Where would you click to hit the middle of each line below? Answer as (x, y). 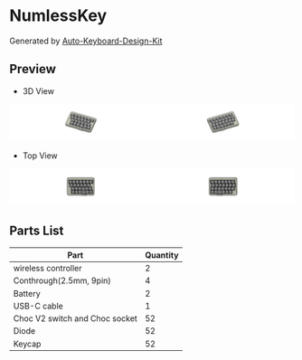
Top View (40, 156)
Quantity (161, 255)
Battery (27, 293)
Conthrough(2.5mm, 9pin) (62, 280)
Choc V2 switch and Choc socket (75, 318)
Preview (33, 69)
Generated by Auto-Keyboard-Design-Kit (86, 41)
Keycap (27, 344)
